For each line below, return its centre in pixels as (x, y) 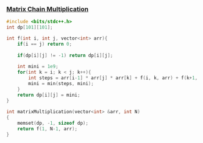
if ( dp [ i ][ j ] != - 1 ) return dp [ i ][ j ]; (65, 55)
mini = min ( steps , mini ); (61, 84)
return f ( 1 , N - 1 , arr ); (48, 129)
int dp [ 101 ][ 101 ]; (30, 27)
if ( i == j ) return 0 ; (45, 44)
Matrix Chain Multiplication (48, 9)
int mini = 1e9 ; (38, 67)
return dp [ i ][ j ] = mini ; (49, 95)
